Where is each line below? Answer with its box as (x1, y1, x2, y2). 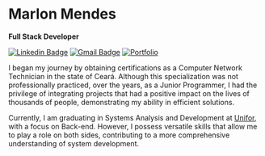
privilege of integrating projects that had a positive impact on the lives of (8, 88, 250, 98)
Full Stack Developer (8, 32, 79, 41)
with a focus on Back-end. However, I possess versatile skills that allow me (8, 121, 258, 131)
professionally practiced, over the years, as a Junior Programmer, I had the (8, 80, 258, 90)
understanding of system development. (8, 138, 140, 148)
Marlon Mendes (8, 5, 117, 23)
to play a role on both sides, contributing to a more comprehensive (8, 130, 230, 140)
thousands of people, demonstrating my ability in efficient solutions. (8, 97, 235, 107)
